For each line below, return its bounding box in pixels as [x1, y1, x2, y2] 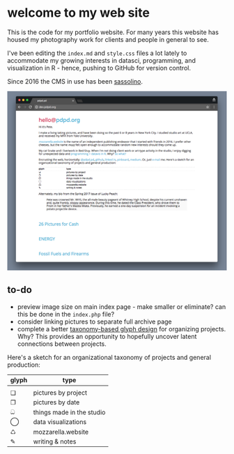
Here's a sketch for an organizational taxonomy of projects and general [7, 353, 211, 361]
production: [7, 361, 40, 369]
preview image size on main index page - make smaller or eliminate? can [17, 302, 226, 311]
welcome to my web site [7, 5, 150, 21]
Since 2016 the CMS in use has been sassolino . [7, 77, 143, 85]
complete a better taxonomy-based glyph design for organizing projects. [17, 324, 226, 333]
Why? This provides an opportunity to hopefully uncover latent [17, 332, 197, 340]
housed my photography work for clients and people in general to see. [7, 35, 209, 43]
